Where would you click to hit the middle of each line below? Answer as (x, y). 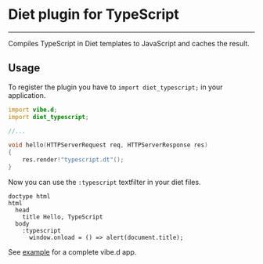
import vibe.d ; (33, 110)
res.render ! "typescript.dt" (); (73, 160)
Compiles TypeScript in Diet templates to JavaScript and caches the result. (129, 43)
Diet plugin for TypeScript (94, 14)
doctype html (29, 196)
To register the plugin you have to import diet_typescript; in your (115, 87)
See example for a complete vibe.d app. (72, 251)
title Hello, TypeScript (63, 217)
